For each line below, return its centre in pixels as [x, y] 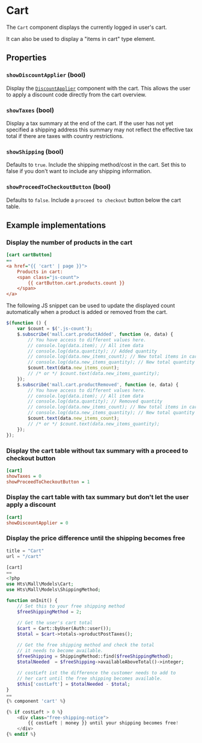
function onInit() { [32, 600]
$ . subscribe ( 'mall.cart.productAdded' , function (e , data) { [95, 334]
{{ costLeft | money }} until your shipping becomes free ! [103, 723]
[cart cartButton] [29, 255]
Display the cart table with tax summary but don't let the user [98, 497]
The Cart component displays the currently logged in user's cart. [87, 27]
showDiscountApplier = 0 [37, 523]
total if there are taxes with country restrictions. [65, 136]
